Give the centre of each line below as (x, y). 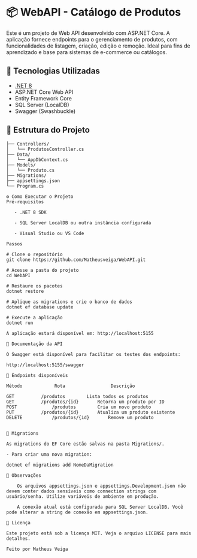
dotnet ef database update (40, 307)
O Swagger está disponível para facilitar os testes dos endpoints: (93, 354)
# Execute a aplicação (34, 317)
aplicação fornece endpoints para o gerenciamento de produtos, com (92, 39)
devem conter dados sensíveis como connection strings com (81, 491)
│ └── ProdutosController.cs (45, 149)
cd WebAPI (19, 275)
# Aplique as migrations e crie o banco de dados (69, 302)
